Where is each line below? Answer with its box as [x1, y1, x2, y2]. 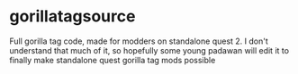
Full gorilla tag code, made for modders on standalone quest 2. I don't [9, 36, 268, 46]
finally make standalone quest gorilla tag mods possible [9, 54, 216, 65]
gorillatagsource [9, 6, 136, 27]
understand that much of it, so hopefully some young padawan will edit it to [9, 45, 290, 55]
